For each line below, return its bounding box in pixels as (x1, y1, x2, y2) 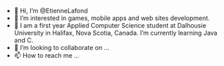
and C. (13, 36, 34, 44)
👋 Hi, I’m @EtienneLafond (13, 7, 88, 15)
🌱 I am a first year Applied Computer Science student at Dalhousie (13, 22, 206, 29)
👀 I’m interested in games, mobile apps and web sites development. (13, 14, 210, 22)
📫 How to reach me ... (13, 51, 80, 59)
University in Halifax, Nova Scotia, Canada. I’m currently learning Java (13, 28, 218, 37)
